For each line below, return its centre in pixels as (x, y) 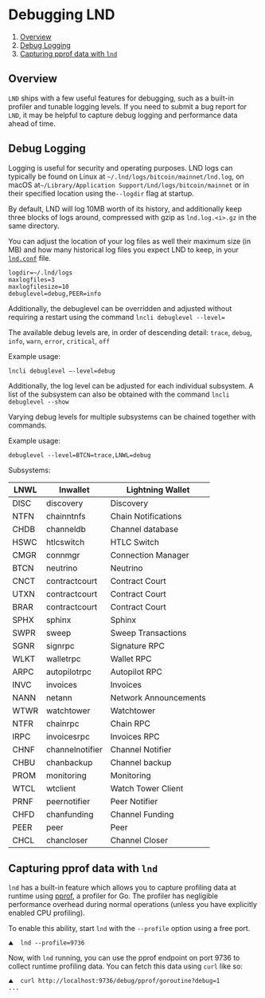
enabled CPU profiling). (47, 913)
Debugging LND (62, 15)
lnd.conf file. (30, 258)
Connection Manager (150, 554)
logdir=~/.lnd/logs (41, 273)
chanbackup (70, 762)
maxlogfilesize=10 (39, 286)
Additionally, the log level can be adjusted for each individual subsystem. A (131, 385)
